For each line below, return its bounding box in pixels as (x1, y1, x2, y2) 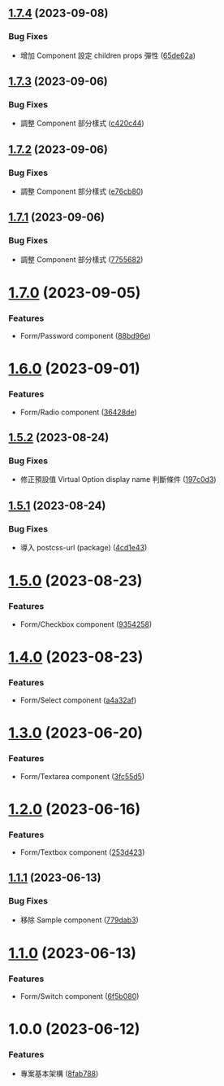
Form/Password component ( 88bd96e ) (19, 331, 152, 341)
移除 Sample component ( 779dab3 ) (19, 915, 140, 925)
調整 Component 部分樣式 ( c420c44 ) (19, 118, 144, 129)
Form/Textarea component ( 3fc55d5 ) (19, 771, 145, 781)
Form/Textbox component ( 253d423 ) (19, 847, 145, 857)
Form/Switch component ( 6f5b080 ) (19, 992, 140, 1001)
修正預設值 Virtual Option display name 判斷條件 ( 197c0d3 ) (19, 475, 217, 484)
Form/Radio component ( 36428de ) (19, 407, 138, 417)
